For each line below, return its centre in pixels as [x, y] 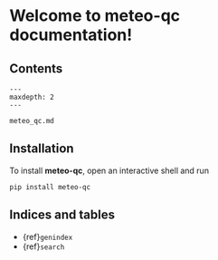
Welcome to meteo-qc [95, 16]
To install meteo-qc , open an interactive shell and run [109, 170]
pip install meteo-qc [50, 187]
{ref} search [43, 246]
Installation [42, 149]
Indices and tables [62, 215]
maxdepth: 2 [32, 97]
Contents [36, 68]
